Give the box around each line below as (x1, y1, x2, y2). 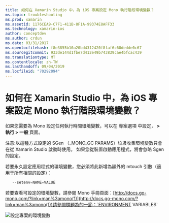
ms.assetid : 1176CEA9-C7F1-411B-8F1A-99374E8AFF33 (5, 21, 115, 27)
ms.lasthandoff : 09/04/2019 (5, 64, 65, 69)
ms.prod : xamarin (5, 17, 42, 22)
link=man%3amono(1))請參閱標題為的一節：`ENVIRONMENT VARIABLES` (5, 201, 158, 207)
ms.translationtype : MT (5, 54, 56, 60)
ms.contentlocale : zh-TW (5, 59, 58, 65)
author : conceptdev (5, 31, 47, 36)
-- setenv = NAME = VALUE (12, 180, 56, 185)
